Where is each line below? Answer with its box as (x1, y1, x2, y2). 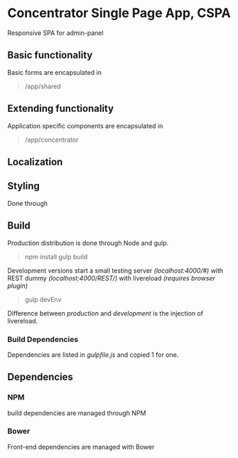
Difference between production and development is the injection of (7, 308, 204, 318)
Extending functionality (7, 103, 114, 115)
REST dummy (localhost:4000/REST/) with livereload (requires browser (7, 274, 215, 282)
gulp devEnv (24, 295, 62, 303)
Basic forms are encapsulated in (7, 68, 102, 76)
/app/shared (24, 82, 62, 90)
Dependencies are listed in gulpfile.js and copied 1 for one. (7, 350, 179, 359)
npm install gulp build (24, 252, 88, 261)
